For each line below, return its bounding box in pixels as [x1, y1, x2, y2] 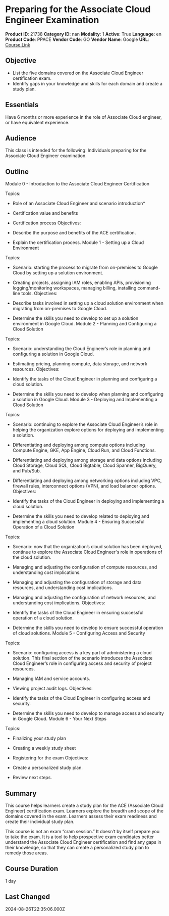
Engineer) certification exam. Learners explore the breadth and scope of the [5, 808, 164, 814]
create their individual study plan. [5, 818, 75, 825]
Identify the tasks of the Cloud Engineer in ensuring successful [12, 610, 144, 616]
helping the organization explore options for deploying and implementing [12, 427, 164, 433]
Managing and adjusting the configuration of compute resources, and [12, 564, 157, 570]
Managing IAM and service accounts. [12, 676, 90, 682]
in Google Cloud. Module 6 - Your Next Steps [12, 716, 107, 722]
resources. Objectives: [12, 366, 60, 372]
